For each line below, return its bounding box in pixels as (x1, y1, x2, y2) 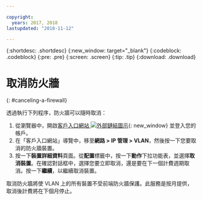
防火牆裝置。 (25, 145, 58, 152)
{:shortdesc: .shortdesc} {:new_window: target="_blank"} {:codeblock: (6, 47, 182, 54)
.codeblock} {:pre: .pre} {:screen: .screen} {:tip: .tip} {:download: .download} (6, 54, 196, 61)
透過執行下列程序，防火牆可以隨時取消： (6, 109, 107, 116)
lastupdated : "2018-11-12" (6, 25, 74, 31)
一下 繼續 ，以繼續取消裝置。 (31, 167, 100, 175)
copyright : (6, 14, 34, 20)
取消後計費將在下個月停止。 (6, 187, 75, 195)
